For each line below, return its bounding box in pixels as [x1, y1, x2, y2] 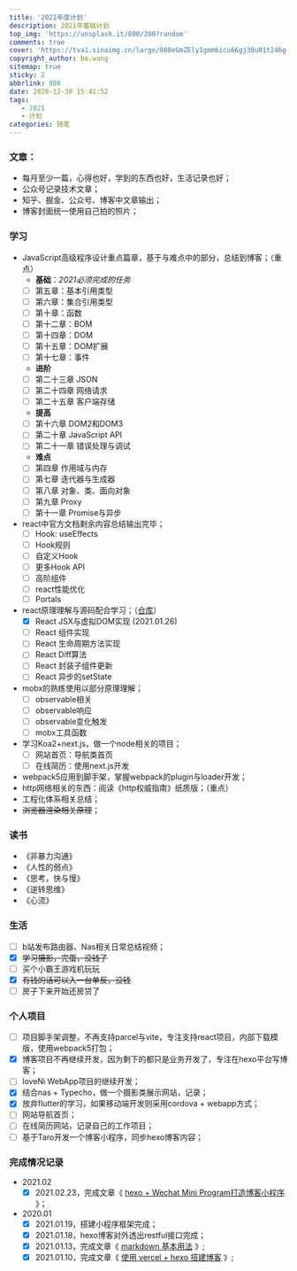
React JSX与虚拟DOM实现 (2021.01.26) [34, 616, 179, 627]
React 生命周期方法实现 [34, 639, 121, 649]
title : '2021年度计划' [9, 12, 88, 22]
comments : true [9, 37, 65, 47]
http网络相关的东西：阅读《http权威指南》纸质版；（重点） [21, 782, 233, 793]
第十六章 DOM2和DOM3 [34, 418, 124, 430]
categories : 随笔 [9, 120, 71, 129]
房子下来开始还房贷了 [21, 985, 100, 996]
